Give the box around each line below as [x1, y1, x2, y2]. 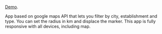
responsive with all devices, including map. [5, 23, 91, 29]
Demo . [5, 4, 18, 10]
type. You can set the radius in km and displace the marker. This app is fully [5, 19, 156, 24]
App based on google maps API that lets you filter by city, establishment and [5, 13, 158, 19]
